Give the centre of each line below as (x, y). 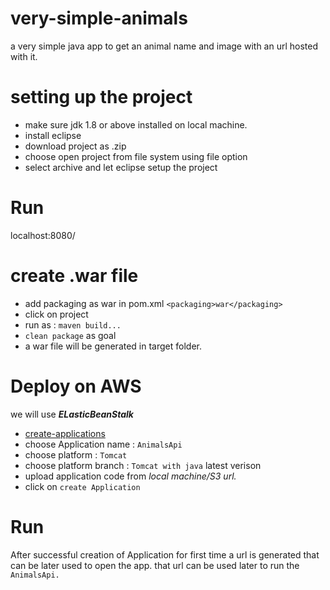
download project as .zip (75, 146)
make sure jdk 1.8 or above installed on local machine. (136, 124)
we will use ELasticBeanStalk (72, 414)
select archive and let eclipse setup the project (121, 167)
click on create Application (82, 486)
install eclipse (53, 135)
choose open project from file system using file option (136, 156)
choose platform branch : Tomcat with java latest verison (143, 465)
